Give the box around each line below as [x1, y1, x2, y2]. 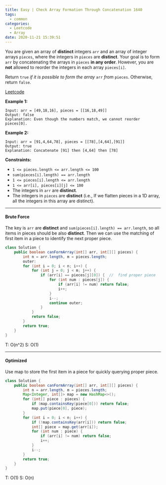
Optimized [5, 358, 27, 364]
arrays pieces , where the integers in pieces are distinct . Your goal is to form [5, 54, 160, 60]
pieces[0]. [5, 121, 28, 126]
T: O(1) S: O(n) [5, 475, 35, 481]
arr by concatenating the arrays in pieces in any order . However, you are [5, 59, 154, 65]
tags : [5, 12, 16, 17]
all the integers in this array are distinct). [12, 198, 95, 204]
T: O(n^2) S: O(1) [5, 342, 39, 348]
